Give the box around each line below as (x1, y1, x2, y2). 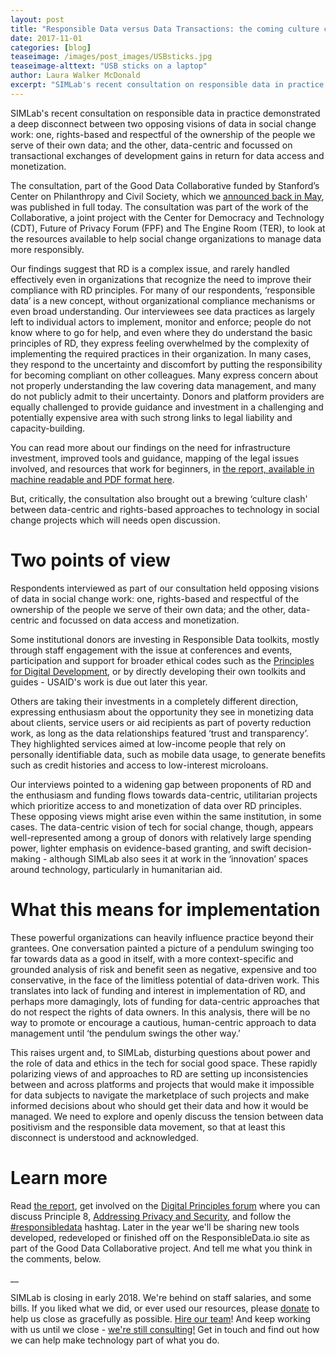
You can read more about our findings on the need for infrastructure (10, 441, 291, 453)
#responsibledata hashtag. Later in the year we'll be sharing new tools (10, 1221, 300, 1233)
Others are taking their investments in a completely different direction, (10, 695, 299, 707)
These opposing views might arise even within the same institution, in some (10, 810, 322, 822)
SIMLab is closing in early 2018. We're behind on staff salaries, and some (10, 1291, 312, 1303)
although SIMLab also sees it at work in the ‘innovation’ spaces (49, 852, 309, 865)
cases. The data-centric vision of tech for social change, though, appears (10, 821, 314, 833)
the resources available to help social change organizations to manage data (10, 232, 322, 245)
